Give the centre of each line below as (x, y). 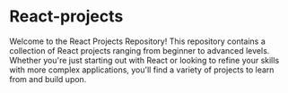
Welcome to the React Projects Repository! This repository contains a (138, 41)
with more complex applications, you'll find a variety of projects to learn (142, 70)
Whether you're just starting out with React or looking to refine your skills (144, 60)
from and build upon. (48, 79)
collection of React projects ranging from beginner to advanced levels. (140, 50)
